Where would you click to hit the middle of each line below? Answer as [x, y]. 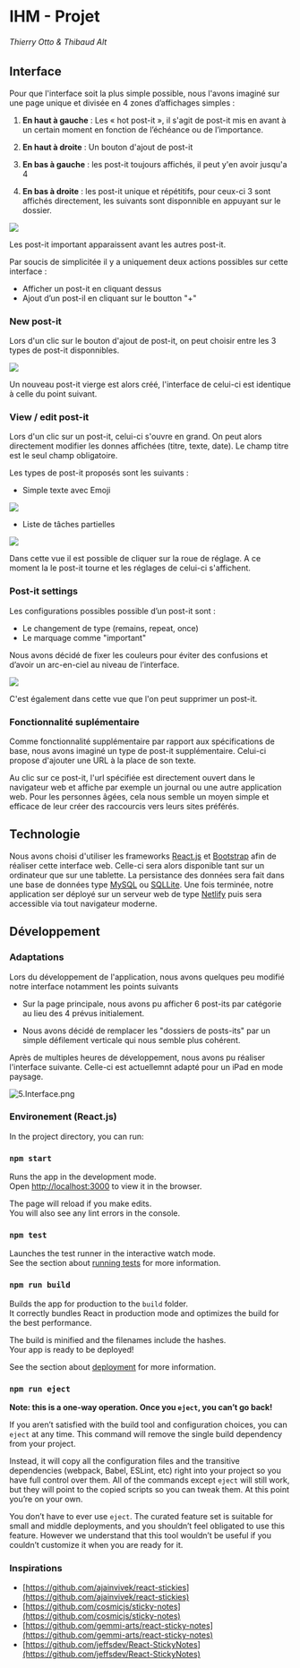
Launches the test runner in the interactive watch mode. [113, 1253]
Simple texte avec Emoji [66, 491]
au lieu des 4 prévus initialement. [83, 1013]
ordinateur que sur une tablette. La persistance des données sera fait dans [147, 875]
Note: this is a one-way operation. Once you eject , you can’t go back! [141, 1407]
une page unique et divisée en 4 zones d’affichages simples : [122, 103]
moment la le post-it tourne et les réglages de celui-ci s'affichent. [130, 568]
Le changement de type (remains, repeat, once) [110, 628]
